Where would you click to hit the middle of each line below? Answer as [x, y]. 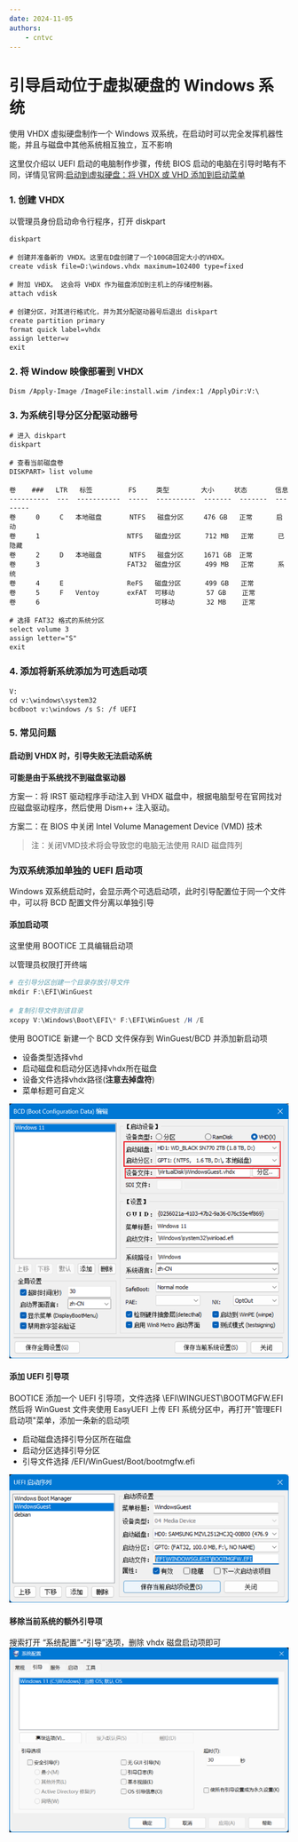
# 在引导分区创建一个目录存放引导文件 [70, 983]
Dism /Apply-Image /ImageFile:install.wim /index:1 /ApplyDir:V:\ [134, 391]
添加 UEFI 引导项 [39, 1377]
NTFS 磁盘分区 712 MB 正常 [191, 536]
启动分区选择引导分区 [61, 1450]
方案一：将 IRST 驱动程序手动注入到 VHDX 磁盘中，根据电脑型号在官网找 [142, 796]
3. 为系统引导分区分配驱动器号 [74, 415]
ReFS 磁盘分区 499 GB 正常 [191, 584]
